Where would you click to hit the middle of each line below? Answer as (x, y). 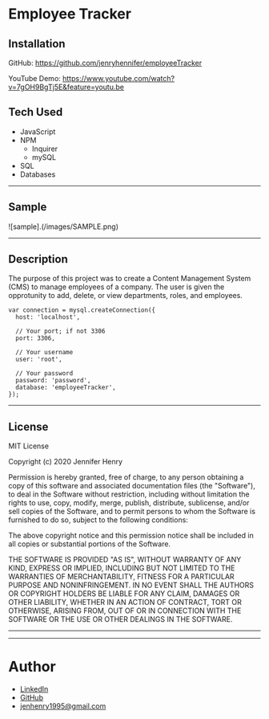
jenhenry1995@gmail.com (63, 706)
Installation (37, 44)
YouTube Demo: (35, 78)
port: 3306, (36, 338)
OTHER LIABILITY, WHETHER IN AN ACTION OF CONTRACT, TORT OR (125, 603)
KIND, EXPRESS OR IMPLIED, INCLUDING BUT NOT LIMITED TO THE (122, 568)
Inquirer (45, 149)
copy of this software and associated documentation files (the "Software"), (132, 486)
